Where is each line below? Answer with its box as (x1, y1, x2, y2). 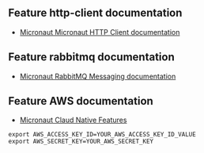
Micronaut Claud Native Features (19, 115, 127, 125)
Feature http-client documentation (8, 6, 183, 20)
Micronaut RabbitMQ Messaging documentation (19, 71, 176, 81)
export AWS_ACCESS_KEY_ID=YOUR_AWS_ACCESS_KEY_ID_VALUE (8, 131, 196, 139)
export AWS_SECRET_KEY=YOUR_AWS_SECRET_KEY (8, 138, 154, 146)
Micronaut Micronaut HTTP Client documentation (19, 27, 180, 36)
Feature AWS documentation (8, 94, 154, 108)
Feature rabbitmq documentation (8, 51, 176, 64)
